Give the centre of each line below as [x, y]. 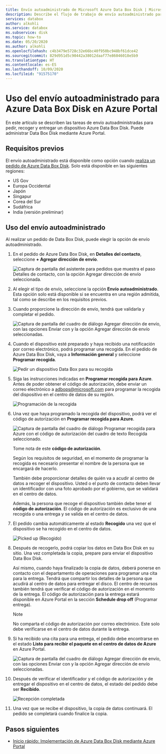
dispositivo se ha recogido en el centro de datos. [62, 529]
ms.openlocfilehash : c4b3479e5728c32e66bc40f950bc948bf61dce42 [72, 51]
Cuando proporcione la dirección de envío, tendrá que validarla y [79, 309]
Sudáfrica [23, 207]
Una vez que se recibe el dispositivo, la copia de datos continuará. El [83, 709]
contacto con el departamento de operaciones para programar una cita [85, 573]
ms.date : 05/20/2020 [27, 42]
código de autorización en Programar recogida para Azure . [73, 419]
